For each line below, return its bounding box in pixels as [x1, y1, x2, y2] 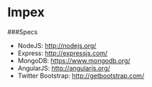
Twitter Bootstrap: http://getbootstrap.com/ [17, 71, 144, 80]
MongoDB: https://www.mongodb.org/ [17, 56, 131, 64]
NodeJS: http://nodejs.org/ [17, 41, 97, 50]
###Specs [7, 28, 38, 36]
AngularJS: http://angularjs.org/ [17, 64, 111, 72]
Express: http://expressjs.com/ [17, 49, 108, 57]
